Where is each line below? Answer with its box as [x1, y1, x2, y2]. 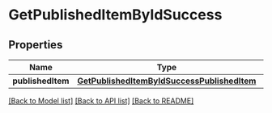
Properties [8, 38, 63, 52]
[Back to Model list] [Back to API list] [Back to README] [8, 96, 194, 106]
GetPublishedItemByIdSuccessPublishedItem [76, 75, 257, 86]
